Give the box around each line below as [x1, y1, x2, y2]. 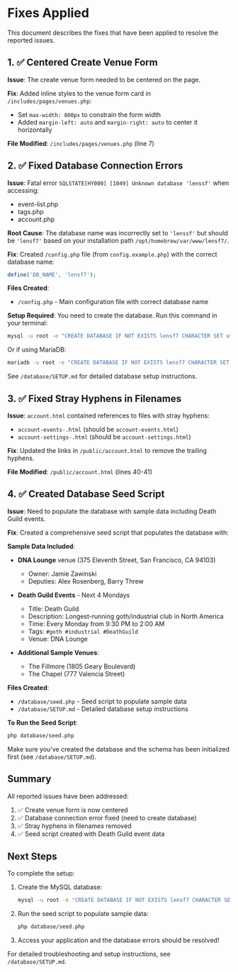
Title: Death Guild [28, 604, 79, 613]
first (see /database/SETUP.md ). [7, 752, 97, 761]
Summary [7, 773, 52, 785]
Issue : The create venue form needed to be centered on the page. [7, 75, 201, 84]
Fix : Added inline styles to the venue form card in [7, 89, 151, 97]
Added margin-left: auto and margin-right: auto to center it [17, 118, 198, 126]
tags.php [17, 207, 44, 216]
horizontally [17, 125, 52, 134]
